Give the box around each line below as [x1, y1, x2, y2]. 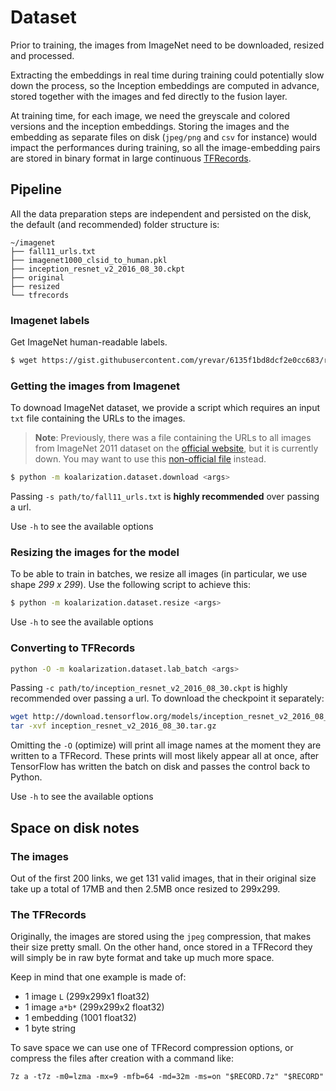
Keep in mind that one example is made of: [10, 971, 187, 983]
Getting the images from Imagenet [10, 379, 181, 393]
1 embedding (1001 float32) [24, 1012, 137, 1024]
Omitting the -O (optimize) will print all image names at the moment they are [10, 739, 322, 751]
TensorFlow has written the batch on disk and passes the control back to [10, 761, 311, 773]
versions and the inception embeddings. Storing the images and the [10, 120, 290, 132]
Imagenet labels [10, 313, 90, 327]
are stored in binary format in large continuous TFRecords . [10, 152, 252, 164]
